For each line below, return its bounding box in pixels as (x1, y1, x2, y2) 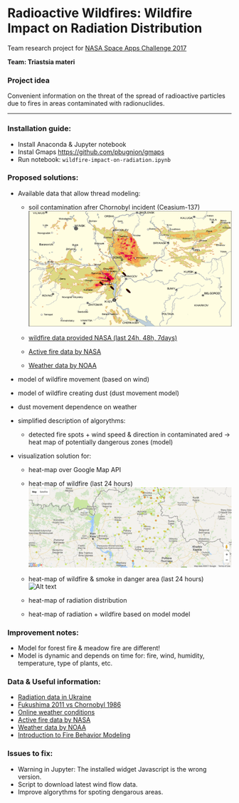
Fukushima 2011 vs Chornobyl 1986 (17, 700, 122, 709)
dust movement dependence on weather (17, 402, 137, 411)
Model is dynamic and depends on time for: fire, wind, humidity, (17, 651, 205, 660)
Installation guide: (7, 123, 71, 133)
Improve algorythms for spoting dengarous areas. (17, 787, 164, 796)
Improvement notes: (7, 628, 80, 638)
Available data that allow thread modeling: (17, 189, 141, 198)
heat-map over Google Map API (28, 465, 122, 474)
